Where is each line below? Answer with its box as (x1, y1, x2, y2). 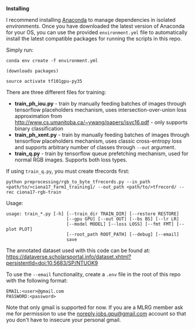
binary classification (14, 125, 63, 132)
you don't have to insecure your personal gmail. (6, 317, 121, 323)
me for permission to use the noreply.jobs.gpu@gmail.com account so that (6, 310, 186, 317)
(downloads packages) (6, 68, 59, 74)
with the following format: (6, 277, 68, 284)
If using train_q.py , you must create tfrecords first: (6, 167, 130, 174)
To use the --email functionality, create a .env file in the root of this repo (6, 271, 181, 278)
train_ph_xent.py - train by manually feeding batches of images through (14, 132, 190, 138)
